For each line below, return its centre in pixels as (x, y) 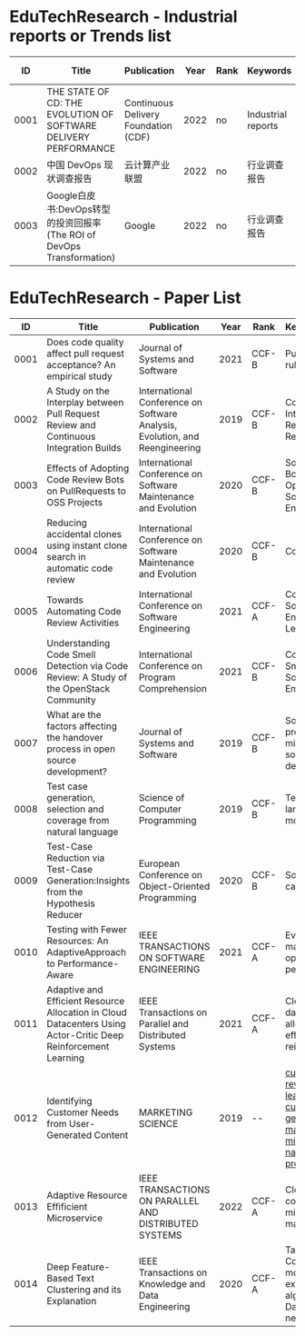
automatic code (80, 568)
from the (65, 892)
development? (77, 772)
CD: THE (65, 103)
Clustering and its (84, 1290)
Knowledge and (172, 1283)
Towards (65, 600)
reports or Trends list (90, 36)
